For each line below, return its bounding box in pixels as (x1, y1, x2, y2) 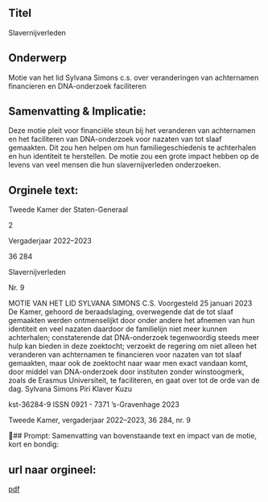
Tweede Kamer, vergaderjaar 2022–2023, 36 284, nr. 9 (8, 415, 192, 425)
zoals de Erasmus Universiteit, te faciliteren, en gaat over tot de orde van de (8, 375, 260, 385)
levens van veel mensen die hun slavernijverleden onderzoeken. (8, 160, 221, 170)
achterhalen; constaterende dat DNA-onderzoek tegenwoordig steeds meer (8, 333, 260, 342)
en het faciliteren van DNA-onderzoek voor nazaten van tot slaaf (8, 135, 222, 144)
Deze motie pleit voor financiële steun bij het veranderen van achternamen (8, 126, 256, 135)
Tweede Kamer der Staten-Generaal (8, 205, 129, 214)
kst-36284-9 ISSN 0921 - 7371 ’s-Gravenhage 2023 (8, 400, 179, 409)
